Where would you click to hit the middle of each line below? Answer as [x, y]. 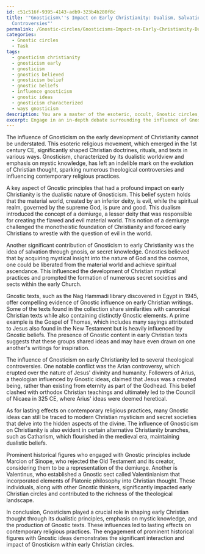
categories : [21, 35]
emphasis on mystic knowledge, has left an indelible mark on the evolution [100, 163]
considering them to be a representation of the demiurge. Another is [92, 468]
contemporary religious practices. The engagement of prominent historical [100, 531]
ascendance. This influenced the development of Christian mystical [91, 271]
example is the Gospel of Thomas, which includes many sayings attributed [100, 322]
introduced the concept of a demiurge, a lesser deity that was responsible [99, 214]
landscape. [20, 500]
